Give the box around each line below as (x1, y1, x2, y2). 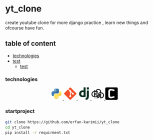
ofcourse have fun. (5, 24, 44, 30)
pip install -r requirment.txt (5, 130, 70, 135)
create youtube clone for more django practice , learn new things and (5, 19, 148, 25)
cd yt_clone (5, 125, 30, 130)
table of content (5, 39, 56, 48)
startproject (5, 107, 35, 114)
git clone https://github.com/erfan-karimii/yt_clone (5, 119, 120, 125)
